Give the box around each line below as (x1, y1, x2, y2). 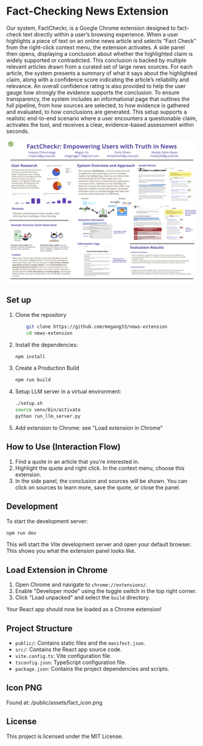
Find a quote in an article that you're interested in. (15, 458, 139, 465)
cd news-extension (26, 330, 73, 336)
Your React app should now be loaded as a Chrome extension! (6, 606, 162, 613)
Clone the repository (15, 311, 67, 318)
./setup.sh (15, 401, 43, 407)
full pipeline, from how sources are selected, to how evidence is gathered (6, 101, 190, 109)
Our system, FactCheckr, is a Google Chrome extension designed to (6, 24, 176, 32)
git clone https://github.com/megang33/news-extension (26, 324, 168, 330)
